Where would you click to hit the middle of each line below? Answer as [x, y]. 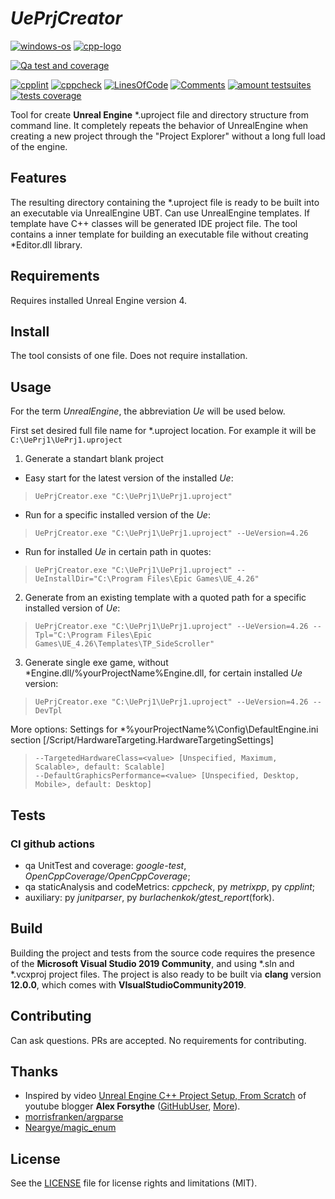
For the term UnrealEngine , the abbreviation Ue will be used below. [148, 411]
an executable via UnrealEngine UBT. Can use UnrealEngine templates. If [160, 213]
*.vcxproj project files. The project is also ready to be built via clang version [166, 974]
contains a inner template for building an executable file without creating [159, 234]
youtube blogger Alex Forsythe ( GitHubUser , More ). [132, 1106]
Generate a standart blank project [94, 459]
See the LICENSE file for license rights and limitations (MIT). [134, 1183]
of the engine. [39, 146]
